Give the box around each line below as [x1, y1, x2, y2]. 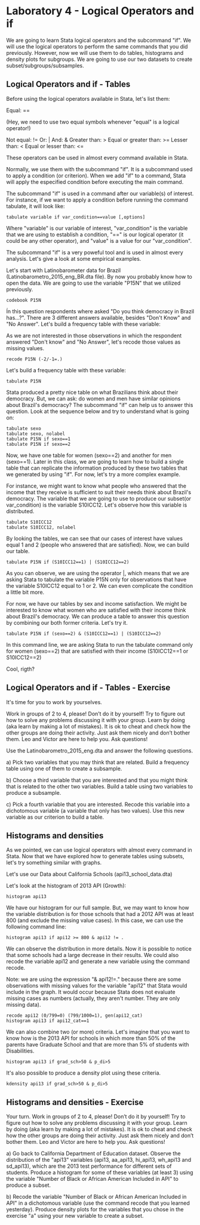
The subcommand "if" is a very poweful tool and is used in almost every [6, 249, 183, 256]
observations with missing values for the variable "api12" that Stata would [6, 982, 187, 989]
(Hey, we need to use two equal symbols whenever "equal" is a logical [6, 118, 180, 125]
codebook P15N [6, 297, 42, 303]
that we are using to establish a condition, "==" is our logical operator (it [6, 231, 184, 238]
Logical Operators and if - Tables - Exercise [6, 683, 171, 693]
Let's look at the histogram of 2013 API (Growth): [6, 882, 127, 890]
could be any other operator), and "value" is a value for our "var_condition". [6, 237, 192, 244]
